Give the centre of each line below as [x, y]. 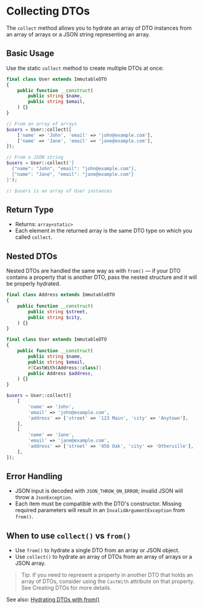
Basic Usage [30, 54]
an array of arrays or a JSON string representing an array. [78, 34]
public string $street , [58, 311]
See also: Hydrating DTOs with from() [53, 600]
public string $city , [55, 317]
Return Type [30, 209]
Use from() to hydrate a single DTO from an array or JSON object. [97, 550]
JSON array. [30, 563]
